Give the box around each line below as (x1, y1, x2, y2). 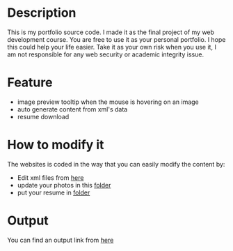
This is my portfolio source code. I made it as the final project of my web (7, 28, 214, 36)
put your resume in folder (17, 188, 90, 197)
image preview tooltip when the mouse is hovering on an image (17, 98, 200, 106)
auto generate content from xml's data (17, 105, 128, 113)
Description (7, 5, 77, 21)
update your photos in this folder (17, 181, 111, 189)
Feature (7, 75, 53, 91)
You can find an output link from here (7, 236, 114, 244)
